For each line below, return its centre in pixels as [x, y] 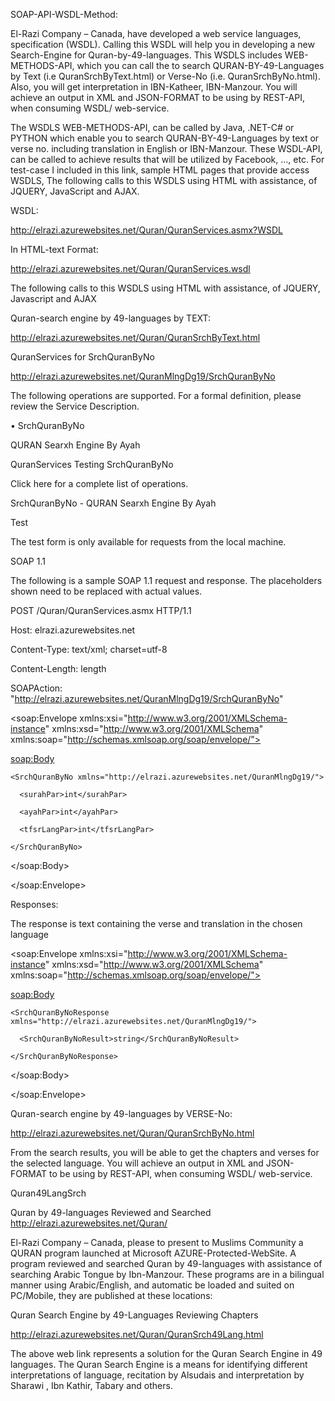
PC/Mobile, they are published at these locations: [111, 1295]
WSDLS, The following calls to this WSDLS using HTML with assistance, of [164, 180]
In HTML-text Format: [54, 249]
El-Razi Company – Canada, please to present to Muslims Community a [157, 1242]
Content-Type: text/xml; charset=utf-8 [89, 649]
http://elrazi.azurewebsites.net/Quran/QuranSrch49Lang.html [137, 1334]
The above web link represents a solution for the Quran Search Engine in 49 [166, 1353]
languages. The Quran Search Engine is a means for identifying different [159, 1364]
